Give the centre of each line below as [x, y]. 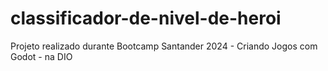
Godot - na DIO [41, 56]
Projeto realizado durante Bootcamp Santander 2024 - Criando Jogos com [164, 46]
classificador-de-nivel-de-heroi [146, 18]
